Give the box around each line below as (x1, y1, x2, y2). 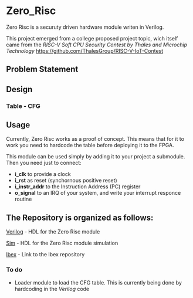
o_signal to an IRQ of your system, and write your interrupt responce (14, 189, 181, 197)
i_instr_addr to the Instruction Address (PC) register (14, 183, 141, 190)
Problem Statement (6, 65, 79, 74)
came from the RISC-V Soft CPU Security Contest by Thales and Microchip (6, 41, 188, 48)
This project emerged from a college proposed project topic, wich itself (6, 35, 178, 42)
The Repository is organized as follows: (6, 212, 154, 222)
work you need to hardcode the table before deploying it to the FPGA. (6, 142, 174, 149)
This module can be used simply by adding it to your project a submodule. (6, 153, 185, 160)
